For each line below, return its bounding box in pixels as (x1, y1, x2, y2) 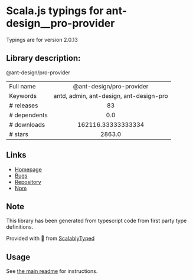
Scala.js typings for (6, 4, 104, 18)
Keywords (9, 91, 37, 100)
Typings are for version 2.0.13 (6, 36, 78, 43)
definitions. (6, 223, 34, 230)
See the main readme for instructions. (6, 268, 98, 275)
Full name (9, 82, 37, 90)
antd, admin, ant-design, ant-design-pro (53, 91, 168, 100)
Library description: (6, 53, 81, 63)
